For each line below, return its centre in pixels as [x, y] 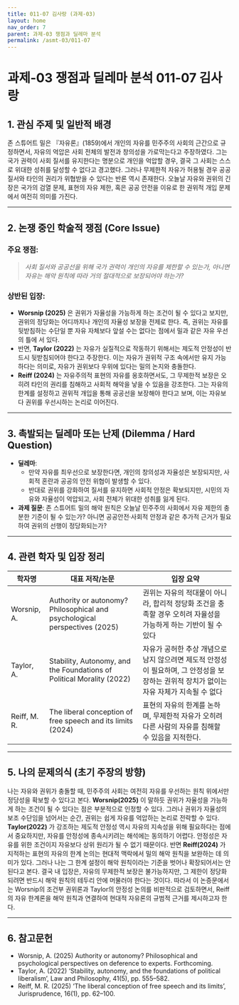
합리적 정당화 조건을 [184, 603]
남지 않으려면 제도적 [174, 660]
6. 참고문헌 [30, 938]
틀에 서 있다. [42, 340]
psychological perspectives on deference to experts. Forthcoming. [115, 964]
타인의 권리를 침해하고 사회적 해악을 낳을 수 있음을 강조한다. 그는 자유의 [130, 384]
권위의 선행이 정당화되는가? [69, 525]
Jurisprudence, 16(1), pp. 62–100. [67, 994]
